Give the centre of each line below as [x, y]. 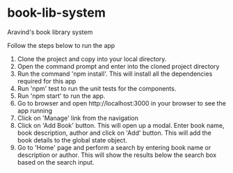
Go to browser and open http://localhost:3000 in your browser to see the [121, 103]
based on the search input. [56, 162]
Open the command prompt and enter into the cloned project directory [118, 66]
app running [35, 110]
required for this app [47, 81]
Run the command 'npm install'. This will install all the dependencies [115, 74]
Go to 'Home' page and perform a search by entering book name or [114, 147]
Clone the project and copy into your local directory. [92, 59]
